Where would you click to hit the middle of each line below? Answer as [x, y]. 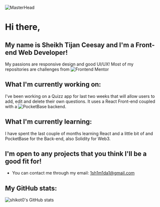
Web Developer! [43, 53]
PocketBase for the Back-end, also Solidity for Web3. [58, 139]
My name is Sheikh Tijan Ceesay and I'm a [70, 45]
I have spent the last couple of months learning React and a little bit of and [79, 133]
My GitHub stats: [31, 188]
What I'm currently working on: [53, 85]
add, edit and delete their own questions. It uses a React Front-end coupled [80, 101]
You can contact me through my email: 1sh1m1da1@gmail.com [73, 173]
